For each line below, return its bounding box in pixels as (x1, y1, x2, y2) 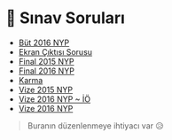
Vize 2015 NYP (18, 84, 74, 95)
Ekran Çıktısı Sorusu (18, 46, 92, 57)
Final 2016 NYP (18, 66, 74, 76)
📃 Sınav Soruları (5, 8, 125, 28)
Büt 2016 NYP (18, 37, 70, 48)
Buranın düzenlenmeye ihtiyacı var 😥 (27, 120, 164, 131)
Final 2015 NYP (18, 56, 74, 66)
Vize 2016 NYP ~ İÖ (18, 93, 91, 105)
